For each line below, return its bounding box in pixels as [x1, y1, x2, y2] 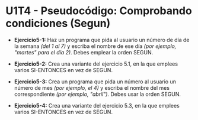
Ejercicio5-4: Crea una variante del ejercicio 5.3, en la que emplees [14, 102, 180, 109]
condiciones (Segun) [5, 17, 111, 30]
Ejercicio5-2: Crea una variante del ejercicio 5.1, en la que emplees [14, 60, 178, 67]
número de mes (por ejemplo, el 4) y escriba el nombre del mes [14, 84, 170, 91]
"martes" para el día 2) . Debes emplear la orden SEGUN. [14, 48, 154, 56]
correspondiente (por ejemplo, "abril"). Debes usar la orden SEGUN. [14, 90, 181, 98]
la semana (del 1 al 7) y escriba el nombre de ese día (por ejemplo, [14, 43, 177, 50]
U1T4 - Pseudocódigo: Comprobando [5, 4, 192, 18]
